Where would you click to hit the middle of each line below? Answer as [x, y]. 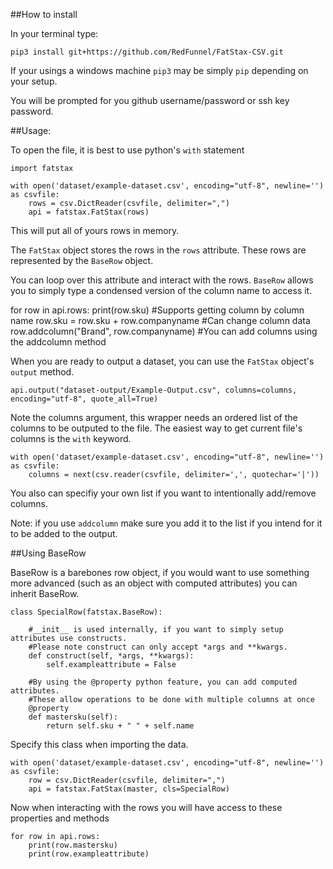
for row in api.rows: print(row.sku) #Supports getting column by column [157, 310]
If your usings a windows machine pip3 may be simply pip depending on [159, 70]
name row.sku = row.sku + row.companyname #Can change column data [160, 320]
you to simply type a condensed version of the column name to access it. [161, 290]
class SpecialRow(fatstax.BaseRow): [86, 612]
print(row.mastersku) [73, 845]
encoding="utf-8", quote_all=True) [84, 399]
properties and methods [60, 818]
